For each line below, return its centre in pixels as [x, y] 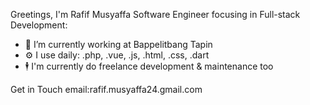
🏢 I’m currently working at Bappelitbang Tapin [118, 44]
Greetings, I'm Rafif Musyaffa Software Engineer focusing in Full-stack [155, 14]
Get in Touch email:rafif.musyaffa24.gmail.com [106, 89]
